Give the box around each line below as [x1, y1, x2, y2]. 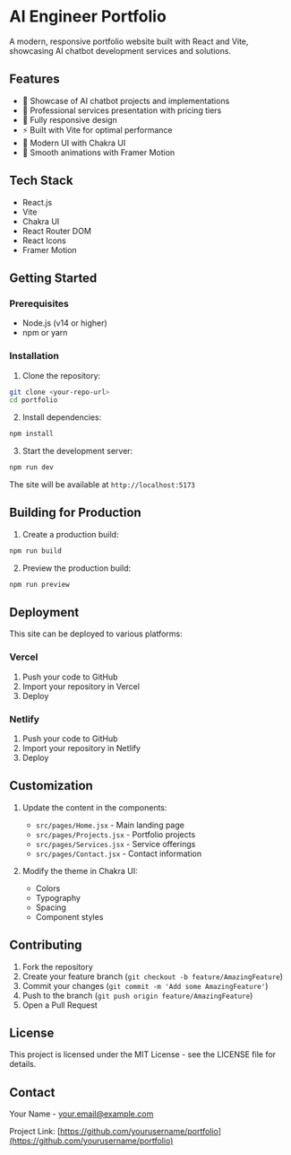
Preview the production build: [21, 563, 132, 573]
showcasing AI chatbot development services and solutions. [9, 45, 231, 56]
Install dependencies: [21, 412, 102, 423]
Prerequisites [9, 297, 69, 310]
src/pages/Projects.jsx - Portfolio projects [35, 828, 196, 840]
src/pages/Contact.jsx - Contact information [35, 848, 202, 859]
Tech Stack [9, 173, 73, 188]
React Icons [21, 235, 67, 246]
